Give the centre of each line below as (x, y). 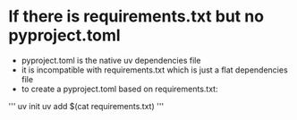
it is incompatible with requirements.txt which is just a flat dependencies (154, 70)
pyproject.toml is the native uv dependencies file (111, 60)
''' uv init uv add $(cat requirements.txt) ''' (86, 106)
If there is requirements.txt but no (136, 17)
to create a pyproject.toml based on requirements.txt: (119, 89)
